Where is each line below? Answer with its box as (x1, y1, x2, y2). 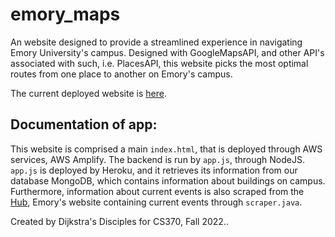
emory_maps (10, 3, 121, 26)
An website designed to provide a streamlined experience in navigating (10, 36, 303, 48)
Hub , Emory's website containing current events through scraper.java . (10, 196, 303, 208)
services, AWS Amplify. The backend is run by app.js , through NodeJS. (10, 153, 305, 165)
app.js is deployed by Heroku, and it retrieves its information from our (10, 164, 298, 176)
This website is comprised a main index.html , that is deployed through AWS (10, 143, 323, 155)
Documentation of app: (10, 116, 158, 133)
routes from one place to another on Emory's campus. (10, 68, 233, 80)
